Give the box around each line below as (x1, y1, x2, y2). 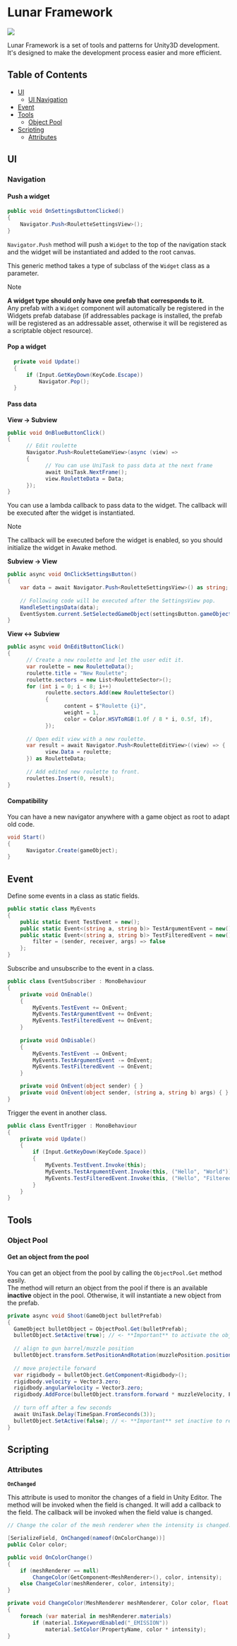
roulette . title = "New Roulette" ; (25, 670, 128, 677)
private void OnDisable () (20, 1037, 97, 1044)
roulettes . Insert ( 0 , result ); (25, 775, 115, 782)
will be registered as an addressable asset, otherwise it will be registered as (7, 319, 228, 327)
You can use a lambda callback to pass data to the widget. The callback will (7, 501, 227, 510)
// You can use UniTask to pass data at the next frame (44, 462, 213, 469)
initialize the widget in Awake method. (7, 544, 118, 552)
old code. (7, 819, 35, 828)
